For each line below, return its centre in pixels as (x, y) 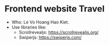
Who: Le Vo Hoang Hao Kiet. (40, 22)
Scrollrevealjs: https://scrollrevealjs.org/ (59, 32)
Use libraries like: (29, 27)
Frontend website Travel (55, 9)
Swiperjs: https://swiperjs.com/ (50, 37)
